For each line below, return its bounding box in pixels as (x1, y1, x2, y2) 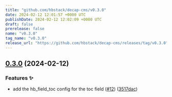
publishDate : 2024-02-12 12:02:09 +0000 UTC (5, 17, 102, 22)
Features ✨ (5, 75, 34, 82)
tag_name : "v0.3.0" (5, 36, 47, 41)
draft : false (5, 21, 33, 27)
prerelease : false (5, 26, 45, 31)
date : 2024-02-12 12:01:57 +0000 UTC (5, 12, 86, 17)
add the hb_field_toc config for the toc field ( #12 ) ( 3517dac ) (12, 86, 138, 92)
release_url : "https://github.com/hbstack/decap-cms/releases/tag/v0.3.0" (5, 41, 168, 46)
